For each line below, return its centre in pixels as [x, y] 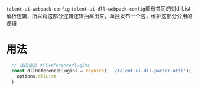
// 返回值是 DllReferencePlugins [51, 65]
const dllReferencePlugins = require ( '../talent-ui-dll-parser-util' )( [102, 71]
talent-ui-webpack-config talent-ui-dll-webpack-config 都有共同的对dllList [98, 9]
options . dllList [37, 76]
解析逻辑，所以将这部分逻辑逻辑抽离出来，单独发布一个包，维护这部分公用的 [99, 16]
